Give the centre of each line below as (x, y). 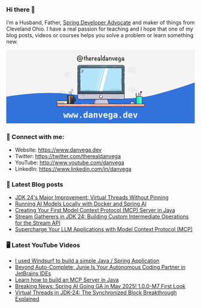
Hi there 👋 (21, 10)
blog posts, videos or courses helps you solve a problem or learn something (100, 35)
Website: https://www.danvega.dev (58, 150)
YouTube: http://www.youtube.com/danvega (69, 162)
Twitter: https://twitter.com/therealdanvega (68, 156)
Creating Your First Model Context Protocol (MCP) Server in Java (95, 210)
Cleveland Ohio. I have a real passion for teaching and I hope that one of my (100, 29)
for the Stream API (38, 223)
